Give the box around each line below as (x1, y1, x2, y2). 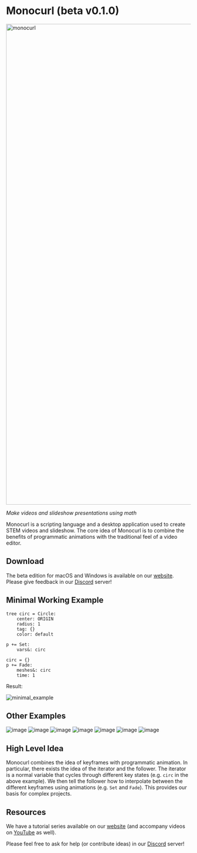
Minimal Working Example (6, 595, 104, 605)
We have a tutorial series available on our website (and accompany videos (6, 823, 186, 830)
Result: (6, 682, 23, 689)
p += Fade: (6, 662, 33, 668)
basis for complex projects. (6, 790, 72, 797)
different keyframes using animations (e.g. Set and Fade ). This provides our (6, 784, 187, 791)
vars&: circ (16, 647, 46, 653)
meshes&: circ (16, 667, 51, 673)
